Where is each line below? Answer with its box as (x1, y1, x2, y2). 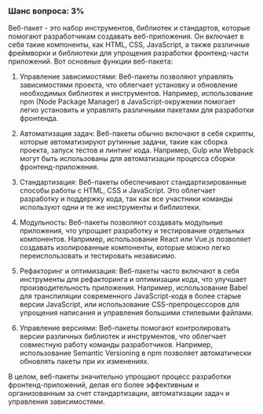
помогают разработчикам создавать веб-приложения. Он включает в (8, 31, 244, 41)
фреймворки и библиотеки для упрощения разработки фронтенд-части (8, 49, 249, 58)
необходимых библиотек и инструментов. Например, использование (19, 89, 254, 98)
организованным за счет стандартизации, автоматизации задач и (8, 389, 230, 398)
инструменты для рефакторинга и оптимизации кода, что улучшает (19, 275, 247, 284)
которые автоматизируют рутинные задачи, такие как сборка (19, 137, 228, 147)
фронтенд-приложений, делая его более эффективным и (8, 380, 199, 390)
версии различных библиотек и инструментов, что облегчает (19, 332, 227, 341)
